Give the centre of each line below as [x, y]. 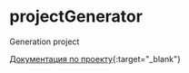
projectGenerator [76, 17]
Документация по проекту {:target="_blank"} [95, 59]
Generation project [45, 41]
